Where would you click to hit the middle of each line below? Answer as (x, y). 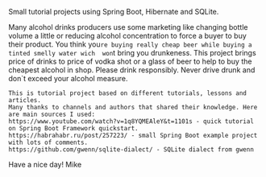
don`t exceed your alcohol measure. (68, 78)
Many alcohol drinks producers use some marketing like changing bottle (128, 27)
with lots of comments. (48, 142)
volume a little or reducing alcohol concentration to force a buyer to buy (128, 36)
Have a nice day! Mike (45, 165)
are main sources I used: (52, 114)
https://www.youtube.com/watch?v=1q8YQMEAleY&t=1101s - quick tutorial (131, 121)
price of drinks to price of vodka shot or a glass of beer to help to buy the (130, 61)
